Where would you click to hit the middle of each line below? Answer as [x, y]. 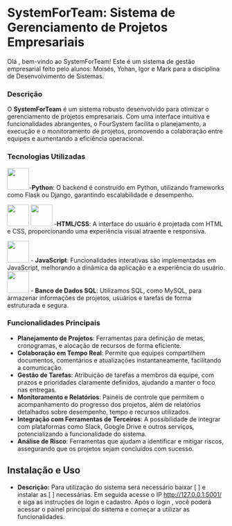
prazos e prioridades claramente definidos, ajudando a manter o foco [116, 382]
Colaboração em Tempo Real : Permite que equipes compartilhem [111, 353]
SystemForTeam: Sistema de [91, 13]
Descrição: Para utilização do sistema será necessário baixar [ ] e [111, 487]
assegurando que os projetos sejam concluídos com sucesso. [105, 448]
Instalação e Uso [44, 470]
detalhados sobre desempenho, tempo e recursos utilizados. [104, 412]
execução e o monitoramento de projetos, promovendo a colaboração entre [115, 131]
